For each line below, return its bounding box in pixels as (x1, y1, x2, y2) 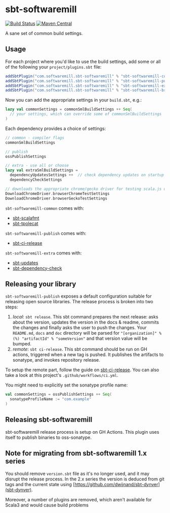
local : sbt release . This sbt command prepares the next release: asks (12, 314, 158, 320)
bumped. (12, 341, 32, 347)
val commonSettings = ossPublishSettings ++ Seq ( (5, 392, 112, 397)
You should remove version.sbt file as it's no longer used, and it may (5, 470, 150, 476)
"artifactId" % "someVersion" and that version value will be (22, 335, 148, 341)
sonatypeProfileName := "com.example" (10, 397, 92, 402)
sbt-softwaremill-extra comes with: (5, 250, 82, 256)
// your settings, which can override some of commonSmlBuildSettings (10, 112, 162, 117)
